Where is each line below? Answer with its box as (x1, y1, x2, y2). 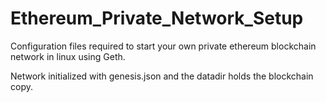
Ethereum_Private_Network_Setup (10, 7, 304, 30)
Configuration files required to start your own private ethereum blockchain (10, 40, 317, 52)
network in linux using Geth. (10, 50, 126, 62)
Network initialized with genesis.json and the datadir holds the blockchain (10, 70, 314, 82)
